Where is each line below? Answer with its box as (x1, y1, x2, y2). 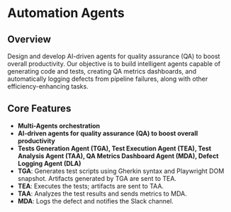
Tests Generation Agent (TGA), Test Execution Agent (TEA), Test (17, 144, 211, 152)
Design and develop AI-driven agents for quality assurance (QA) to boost (7, 52, 220, 60)
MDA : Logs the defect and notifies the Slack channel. (17, 196, 174, 205)
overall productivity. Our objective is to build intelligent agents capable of (7, 60, 221, 68)
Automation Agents (7, 5, 125, 21)
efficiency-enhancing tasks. (7, 82, 89, 90)
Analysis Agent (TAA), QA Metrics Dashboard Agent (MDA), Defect (17, 151, 219, 160)
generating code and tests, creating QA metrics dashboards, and (7, 67, 197, 75)
